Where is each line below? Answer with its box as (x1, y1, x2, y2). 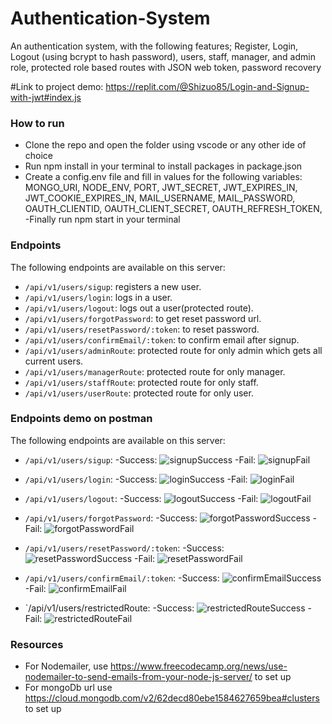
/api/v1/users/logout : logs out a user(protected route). (24, 302, 254, 314)
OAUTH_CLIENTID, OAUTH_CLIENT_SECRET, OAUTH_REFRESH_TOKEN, (24, 203, 323, 215)
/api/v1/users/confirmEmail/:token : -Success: (24, 572, 220, 584)
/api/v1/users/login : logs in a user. (24, 291, 173, 303)
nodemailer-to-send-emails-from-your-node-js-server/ (24, 671, 253, 683)
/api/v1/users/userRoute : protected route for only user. (24, 387, 254, 399)
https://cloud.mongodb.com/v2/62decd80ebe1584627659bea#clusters (24, 692, 320, 704)
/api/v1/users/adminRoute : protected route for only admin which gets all (24, 344, 323, 356)
